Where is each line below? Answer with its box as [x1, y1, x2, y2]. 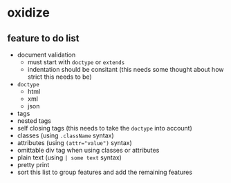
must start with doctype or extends [27, 58, 125, 66]
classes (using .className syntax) [17, 131, 114, 139]
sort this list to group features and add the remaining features [17, 168, 192, 176]
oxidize [7, 5, 50, 21]
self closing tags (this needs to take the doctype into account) [17, 124, 192, 132]
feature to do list [7, 32, 80, 44]
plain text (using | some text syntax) [17, 153, 122, 162]
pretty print [17, 161, 50, 168]
